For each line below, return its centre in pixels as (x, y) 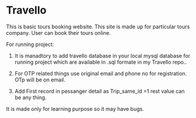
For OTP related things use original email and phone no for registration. (101, 73)
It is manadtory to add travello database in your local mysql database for (102, 55)
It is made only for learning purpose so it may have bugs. (75, 109)
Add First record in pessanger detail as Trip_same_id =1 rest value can (99, 91)
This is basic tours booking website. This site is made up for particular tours (98, 27)
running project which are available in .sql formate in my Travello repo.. (101, 62)
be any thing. (31, 97)
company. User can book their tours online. (59, 32)
